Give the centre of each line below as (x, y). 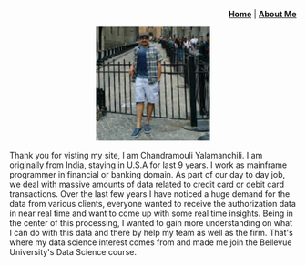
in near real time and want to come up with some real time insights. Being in (152, 213)
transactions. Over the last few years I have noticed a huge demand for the (150, 194)
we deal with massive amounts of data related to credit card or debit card (147, 184)
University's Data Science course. (73, 252)
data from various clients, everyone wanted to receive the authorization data (153, 204)
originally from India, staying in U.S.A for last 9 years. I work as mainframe (148, 165)
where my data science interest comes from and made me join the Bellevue (151, 242)
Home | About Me (262, 14)
